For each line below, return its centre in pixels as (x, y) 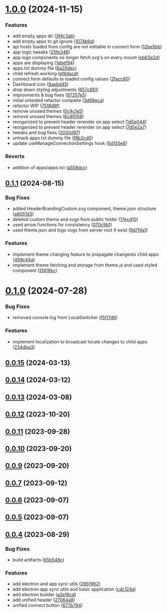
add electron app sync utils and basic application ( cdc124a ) (74, 589)
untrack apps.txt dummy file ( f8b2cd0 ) (53, 138)
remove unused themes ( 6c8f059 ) (48, 117)
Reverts (15, 157)
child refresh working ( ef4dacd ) (46, 74)
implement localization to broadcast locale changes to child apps (80, 341)
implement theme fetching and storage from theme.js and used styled (85, 265)
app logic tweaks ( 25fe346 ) (41, 52)
